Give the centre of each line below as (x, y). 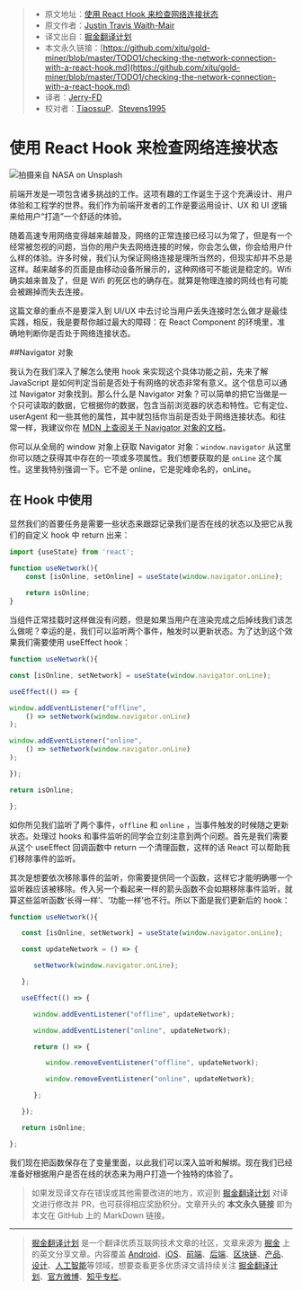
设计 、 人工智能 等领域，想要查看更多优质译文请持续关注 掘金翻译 (151, 1265)
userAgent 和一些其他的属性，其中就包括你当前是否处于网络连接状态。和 (144, 416)
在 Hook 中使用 (51, 500)
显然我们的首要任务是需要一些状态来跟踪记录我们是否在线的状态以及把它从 (147, 523)
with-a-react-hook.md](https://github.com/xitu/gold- (142, 67)
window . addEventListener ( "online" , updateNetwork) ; (132, 1030)
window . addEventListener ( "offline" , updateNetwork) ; (134, 1014)
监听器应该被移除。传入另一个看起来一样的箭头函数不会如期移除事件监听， (147, 888)
